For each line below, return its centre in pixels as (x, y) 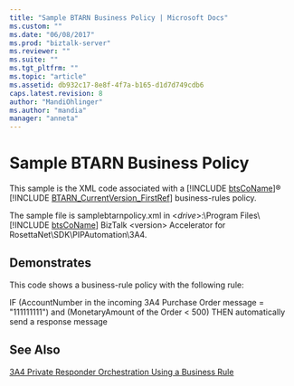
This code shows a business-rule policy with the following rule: (127, 285)
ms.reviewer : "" (40, 52)
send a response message (59, 321)
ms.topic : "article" (48, 77)
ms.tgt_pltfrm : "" (44, 69)
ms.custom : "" (36, 26)
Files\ (250, 216)
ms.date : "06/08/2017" (52, 34)
